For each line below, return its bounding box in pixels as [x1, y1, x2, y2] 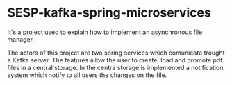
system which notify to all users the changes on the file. [7, 71, 167, 79]
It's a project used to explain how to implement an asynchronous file [7, 28, 203, 36]
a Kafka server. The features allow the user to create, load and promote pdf [7, 55, 223, 64]
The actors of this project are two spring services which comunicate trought [7, 49, 225, 57]
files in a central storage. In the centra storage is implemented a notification [7, 63, 224, 71]
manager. [7, 35, 35, 43]
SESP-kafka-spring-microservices [7, 5, 212, 21]
